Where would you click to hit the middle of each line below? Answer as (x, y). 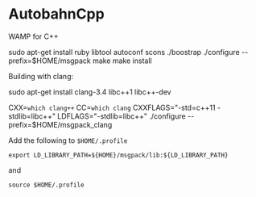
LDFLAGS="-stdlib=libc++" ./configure (122, 116)
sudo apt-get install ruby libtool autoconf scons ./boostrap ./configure (124, 52)
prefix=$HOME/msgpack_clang (60, 124)
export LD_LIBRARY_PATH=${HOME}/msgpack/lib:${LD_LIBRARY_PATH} (118, 155)
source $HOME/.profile (46, 185)
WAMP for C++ (33, 36)
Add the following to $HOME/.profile (68, 140)
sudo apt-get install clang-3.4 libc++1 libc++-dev (90, 92)
